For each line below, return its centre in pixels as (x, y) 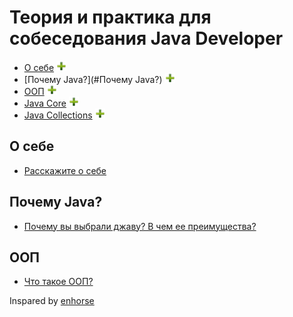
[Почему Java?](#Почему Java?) (93, 79)
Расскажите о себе (65, 170)
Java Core (45, 103)
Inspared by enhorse (52, 301)
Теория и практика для (110, 17)
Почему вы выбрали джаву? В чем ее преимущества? (140, 226)
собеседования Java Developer (146, 38)
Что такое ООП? (58, 282)
